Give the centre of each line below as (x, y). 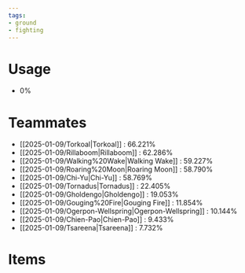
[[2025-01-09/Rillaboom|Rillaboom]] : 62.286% (96, 153)
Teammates (48, 122)
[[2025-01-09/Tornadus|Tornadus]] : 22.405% (95, 186)
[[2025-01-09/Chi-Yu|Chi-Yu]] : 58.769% (86, 178)
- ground (22, 23)
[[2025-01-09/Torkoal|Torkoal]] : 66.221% (88, 144)
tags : (17, 15)
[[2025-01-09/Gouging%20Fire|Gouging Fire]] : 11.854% (111, 203)
